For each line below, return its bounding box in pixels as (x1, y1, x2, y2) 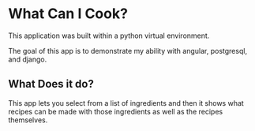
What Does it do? (8, 77, 95, 91)
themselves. (8, 115, 48, 125)
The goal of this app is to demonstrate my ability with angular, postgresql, (8, 46, 247, 55)
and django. (8, 54, 47, 64)
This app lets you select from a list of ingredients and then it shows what (8, 98, 245, 107)
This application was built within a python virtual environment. (8, 31, 210, 40)
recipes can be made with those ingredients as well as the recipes (8, 107, 223, 116)
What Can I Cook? (8, 5, 129, 23)
